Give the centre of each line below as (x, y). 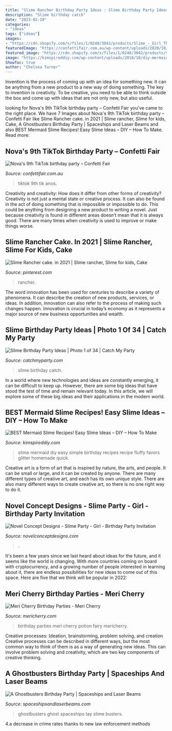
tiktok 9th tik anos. (37, 183)
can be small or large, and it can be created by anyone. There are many (81, 474)
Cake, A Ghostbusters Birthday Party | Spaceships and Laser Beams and (82, 124)
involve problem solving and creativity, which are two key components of (82, 652)
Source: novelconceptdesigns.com (42, 536)
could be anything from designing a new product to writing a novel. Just (81, 209)
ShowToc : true (20, 62)
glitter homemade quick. (44, 458)
